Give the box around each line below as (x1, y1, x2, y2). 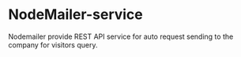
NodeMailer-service (8, 6, 144, 24)
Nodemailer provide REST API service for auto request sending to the (8, 32, 234, 41)
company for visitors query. (8, 40, 98, 49)
